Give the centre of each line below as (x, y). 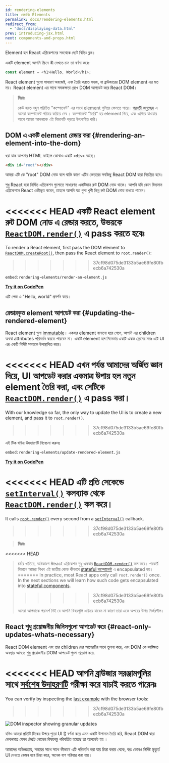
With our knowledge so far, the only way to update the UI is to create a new (83, 413)
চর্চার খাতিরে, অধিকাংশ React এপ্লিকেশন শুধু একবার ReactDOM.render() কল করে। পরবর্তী (88, 564)
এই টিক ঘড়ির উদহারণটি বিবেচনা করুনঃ (33, 443)
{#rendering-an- (118, 135)
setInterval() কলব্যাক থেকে (55, 493)
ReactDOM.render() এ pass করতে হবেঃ (75, 233)
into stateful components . (44, 586)
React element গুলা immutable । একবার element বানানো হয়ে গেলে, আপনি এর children (80, 333)
